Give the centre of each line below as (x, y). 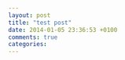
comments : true (33, 37)
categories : (28, 44)
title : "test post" (40, 23)
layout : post (29, 15)
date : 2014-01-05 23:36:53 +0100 (63, 30)
